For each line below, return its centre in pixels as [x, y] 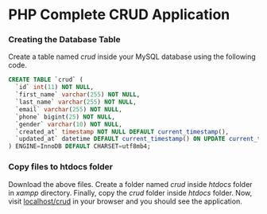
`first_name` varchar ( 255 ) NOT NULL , [78, 95]
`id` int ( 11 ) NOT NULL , [54, 88]
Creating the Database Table [64, 40]
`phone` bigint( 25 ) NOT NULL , [65, 117]
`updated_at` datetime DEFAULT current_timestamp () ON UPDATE [120, 139]
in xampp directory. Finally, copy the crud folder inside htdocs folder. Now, [130, 193]
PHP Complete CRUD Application [119, 15]
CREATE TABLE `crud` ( [46, 80]
